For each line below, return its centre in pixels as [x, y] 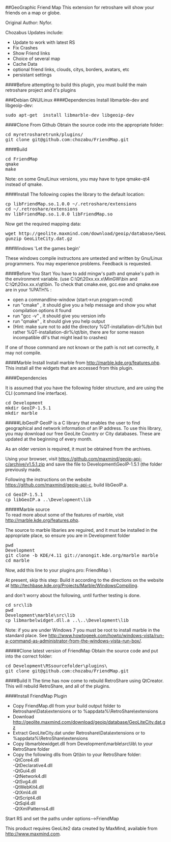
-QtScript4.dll [27, 798]
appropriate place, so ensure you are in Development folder [68, 535]
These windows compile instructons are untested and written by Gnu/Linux [84, 258]
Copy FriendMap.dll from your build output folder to [67, 706]
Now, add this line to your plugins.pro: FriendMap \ [58, 570]
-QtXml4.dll [25, 792]
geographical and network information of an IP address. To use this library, [84, 428]
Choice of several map [36, 59]
